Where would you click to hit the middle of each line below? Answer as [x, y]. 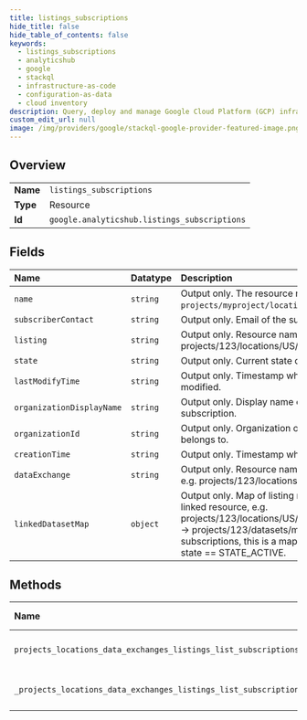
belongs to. [205, 439]
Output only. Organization [236, 428]
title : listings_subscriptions [69, 18]
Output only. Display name [237, 401]
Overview [38, 165]
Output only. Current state [236, 360]
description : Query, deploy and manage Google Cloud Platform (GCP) [143, 111]
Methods [36, 585]
